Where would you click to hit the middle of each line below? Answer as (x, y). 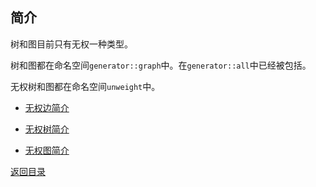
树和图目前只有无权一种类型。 (71, 44)
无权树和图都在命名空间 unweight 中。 (85, 86)
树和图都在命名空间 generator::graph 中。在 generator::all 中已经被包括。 (161, 65)
